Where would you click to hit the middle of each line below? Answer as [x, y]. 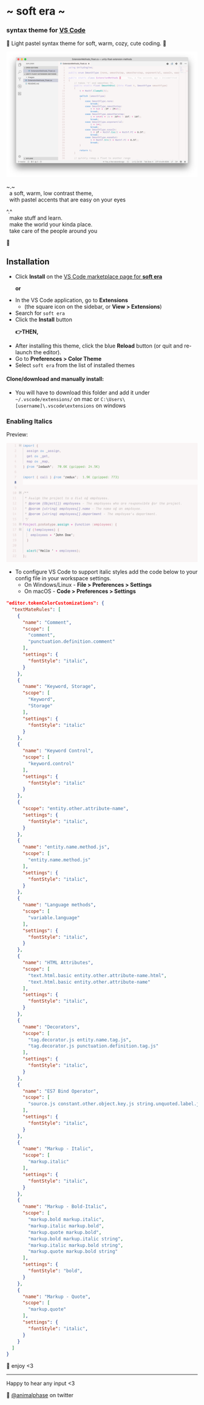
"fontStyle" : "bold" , [56, 1271]
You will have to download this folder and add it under [82, 392]
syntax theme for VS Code [46, 30]
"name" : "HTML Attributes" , [58, 963]
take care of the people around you [53, 231]
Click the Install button [44, 319]
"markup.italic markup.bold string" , [76, 1245]
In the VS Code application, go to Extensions [72, 300]
